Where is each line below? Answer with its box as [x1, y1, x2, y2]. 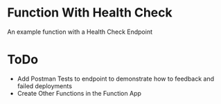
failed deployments [17, 81, 73, 90]
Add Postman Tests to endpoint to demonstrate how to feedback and [17, 74, 215, 83]
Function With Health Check [7, 5, 173, 21]
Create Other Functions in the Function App [17, 89, 142, 97]
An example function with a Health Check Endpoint [7, 28, 153, 36]
